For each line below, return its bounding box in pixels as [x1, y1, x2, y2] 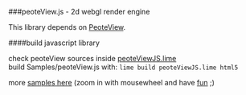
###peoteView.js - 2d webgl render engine [8, 7, 150, 16]
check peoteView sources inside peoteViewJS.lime [8, 54, 177, 63]
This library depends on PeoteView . [8, 23, 126, 31]
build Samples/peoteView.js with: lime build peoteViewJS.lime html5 [8, 62, 239, 72]
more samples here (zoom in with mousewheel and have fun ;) [8, 78, 215, 87]
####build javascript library [8, 38, 100, 47]
